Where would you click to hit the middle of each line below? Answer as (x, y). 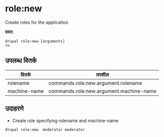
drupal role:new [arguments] (35, 41)
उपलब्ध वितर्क (21, 61)
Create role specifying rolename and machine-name (65, 120)
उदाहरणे (14, 109)
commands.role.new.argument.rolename (95, 83)
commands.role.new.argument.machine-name (102, 91)
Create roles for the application (37, 22)
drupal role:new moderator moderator (45, 130)
